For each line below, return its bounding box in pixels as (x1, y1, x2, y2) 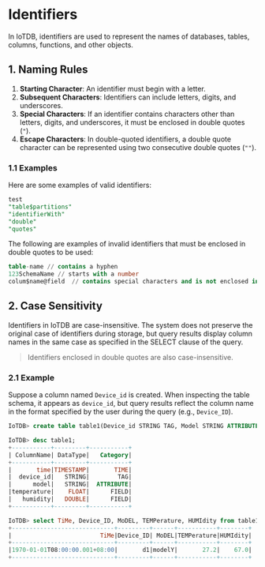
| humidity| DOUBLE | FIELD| (8, 495, 132, 503)
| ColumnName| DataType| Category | (8, 451, 132, 459)
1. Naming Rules (8, 63, 88, 77)
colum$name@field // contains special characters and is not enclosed (8, 278, 248, 286)
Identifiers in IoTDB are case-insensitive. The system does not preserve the (8, 320, 253, 329)
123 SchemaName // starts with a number (8, 270, 140, 278)
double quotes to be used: (8, 247, 94, 257)
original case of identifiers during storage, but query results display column (8, 329, 253, 338)
